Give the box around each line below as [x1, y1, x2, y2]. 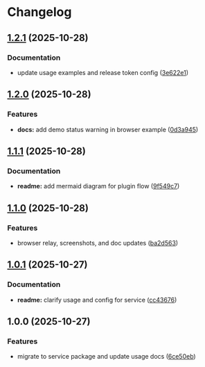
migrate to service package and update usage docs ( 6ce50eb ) [17, 352, 196, 361]
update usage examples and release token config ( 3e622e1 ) [17, 68, 189, 76]
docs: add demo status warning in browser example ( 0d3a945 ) [17, 125, 199, 133]
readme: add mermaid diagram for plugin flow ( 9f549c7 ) [17, 182, 180, 190]
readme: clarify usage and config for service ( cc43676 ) [17, 295, 177, 304]
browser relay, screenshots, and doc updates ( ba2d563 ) [17, 238, 179, 247]
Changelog [7, 4, 72, 20]
